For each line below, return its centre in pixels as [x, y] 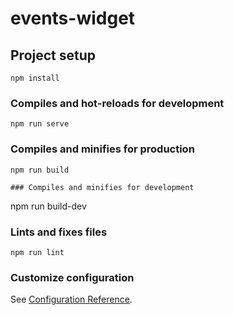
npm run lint [37, 252]
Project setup [53, 55]
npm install [35, 78]
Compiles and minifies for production [102, 149]
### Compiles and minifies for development [102, 187]
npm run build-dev [48, 206]
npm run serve [40, 124]
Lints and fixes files [59, 232]
